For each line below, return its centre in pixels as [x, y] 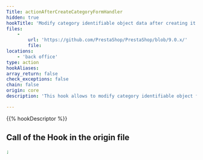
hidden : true [23, 18]
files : [14, 29]
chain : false [23, 85]
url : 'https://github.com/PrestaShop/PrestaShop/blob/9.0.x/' [108, 40]
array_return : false [32, 74]
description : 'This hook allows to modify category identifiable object [100, 96]
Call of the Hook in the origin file [68, 137]
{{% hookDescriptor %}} [37, 118]
